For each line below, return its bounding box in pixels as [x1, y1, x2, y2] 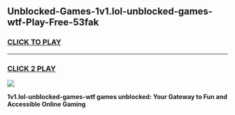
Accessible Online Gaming [7, 100, 86, 108]
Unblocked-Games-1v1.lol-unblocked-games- [7, 6, 213, 17]
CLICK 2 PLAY [7, 63, 56, 73]
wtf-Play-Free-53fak [7, 17, 99, 29]
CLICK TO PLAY [7, 38, 62, 47]
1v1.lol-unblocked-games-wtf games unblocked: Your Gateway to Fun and [7, 92, 227, 100]
